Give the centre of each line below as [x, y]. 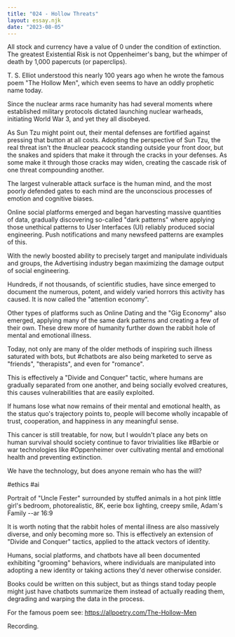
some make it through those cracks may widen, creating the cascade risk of [117, 163]
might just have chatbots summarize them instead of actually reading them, [116, 591]
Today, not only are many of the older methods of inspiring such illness [110, 349]
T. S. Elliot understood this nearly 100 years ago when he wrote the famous [116, 75]
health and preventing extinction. [55, 458]
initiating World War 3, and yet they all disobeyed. [79, 119]
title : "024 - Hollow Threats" [53, 14]
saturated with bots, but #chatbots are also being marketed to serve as [110, 357]
